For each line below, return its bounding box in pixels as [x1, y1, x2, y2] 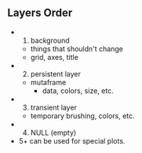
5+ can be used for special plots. [18, 136, 126, 145]
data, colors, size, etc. [42, 86, 115, 95]
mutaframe [30, 77, 67, 87]
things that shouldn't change [30, 43, 123, 54]
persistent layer [30, 69, 82, 78]
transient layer [30, 103, 78, 112]
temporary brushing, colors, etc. [30, 110, 135, 121]
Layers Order [7, 6, 73, 20]
